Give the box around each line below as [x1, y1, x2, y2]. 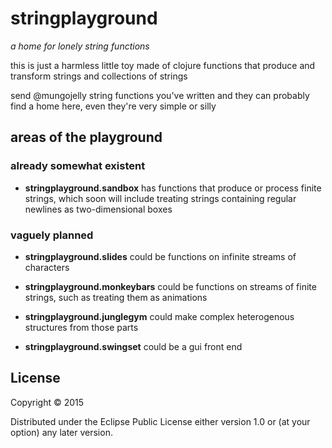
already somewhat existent [10, 159, 146, 173]
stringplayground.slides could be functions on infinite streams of [24, 250, 297, 262]
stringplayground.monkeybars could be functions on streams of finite [24, 280, 317, 292]
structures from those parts [24, 321, 139, 333]
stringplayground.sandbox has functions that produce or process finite [24, 182, 322, 194]
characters [24, 261, 70, 273]
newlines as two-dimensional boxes [24, 203, 173, 215]
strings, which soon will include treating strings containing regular [24, 192, 297, 204]
